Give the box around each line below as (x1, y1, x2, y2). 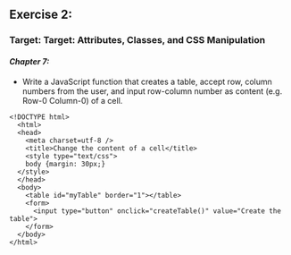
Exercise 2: (9, 7, 73, 22)
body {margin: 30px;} (25, 159, 105, 168)
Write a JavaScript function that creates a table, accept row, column (21, 76, 272, 87)
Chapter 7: (9, 55, 50, 66)
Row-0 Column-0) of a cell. (21, 95, 123, 106)
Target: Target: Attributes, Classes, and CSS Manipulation (9, 34, 266, 47)
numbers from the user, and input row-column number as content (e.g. (21, 85, 283, 97)
